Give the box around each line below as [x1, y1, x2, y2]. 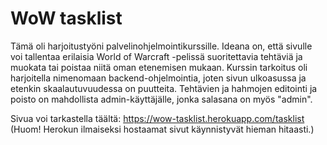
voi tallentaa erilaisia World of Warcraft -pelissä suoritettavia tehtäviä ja [10, 50, 303, 62]
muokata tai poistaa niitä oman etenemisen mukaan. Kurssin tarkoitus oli [10, 61, 308, 73]
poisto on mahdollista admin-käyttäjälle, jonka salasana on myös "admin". [10, 93, 313, 105]
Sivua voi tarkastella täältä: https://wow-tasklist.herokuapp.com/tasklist [10, 112, 305, 124]
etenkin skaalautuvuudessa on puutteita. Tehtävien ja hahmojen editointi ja [10, 82, 318, 94]
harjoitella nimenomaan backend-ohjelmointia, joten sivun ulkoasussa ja [10, 72, 307, 84]
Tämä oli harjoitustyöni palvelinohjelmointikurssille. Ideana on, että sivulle [10, 40, 313, 52]
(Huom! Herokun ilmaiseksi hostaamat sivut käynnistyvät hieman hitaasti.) [10, 123, 315, 135]
